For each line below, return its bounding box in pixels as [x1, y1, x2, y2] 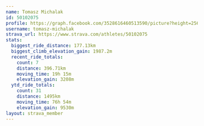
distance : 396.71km [16, 65, 66, 71]
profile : [5, 20, 28, 26]
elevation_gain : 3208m [16, 76, 74, 82]
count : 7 [16, 59, 39, 65]
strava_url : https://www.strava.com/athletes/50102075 [5, 31, 148, 38]
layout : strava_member [5, 110, 63, 116]
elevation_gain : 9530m [16, 104, 74, 111]
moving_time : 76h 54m [16, 99, 71, 105]
